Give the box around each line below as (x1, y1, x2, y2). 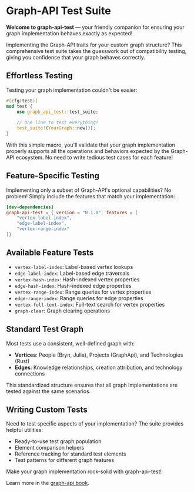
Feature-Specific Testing (6, 171, 100, 181)
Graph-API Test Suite (6, 4, 111, 18)
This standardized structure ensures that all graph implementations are (6, 381, 178, 388)
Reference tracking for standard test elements (14, 450, 126, 457)
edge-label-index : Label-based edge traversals (14, 270, 130, 277)
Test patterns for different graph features (14, 457, 115, 464)
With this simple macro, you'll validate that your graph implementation (6, 141, 175, 148)
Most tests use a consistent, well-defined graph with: (6, 340, 135, 347)
